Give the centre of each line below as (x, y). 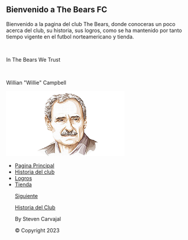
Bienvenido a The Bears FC (57, 10)
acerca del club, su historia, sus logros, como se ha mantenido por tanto (94, 30)
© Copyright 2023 (37, 230)
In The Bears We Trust (33, 59)
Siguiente (26, 196)
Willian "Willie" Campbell (36, 82)
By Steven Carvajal (38, 219)
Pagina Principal (35, 165)
